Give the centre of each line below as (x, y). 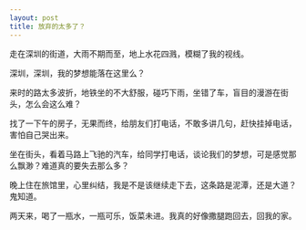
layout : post (34, 18)
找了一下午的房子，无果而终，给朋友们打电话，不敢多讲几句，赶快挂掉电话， (153, 123)
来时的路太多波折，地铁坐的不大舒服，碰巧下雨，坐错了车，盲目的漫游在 (145, 92)
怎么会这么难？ (53, 104)
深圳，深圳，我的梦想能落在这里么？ (77, 73)
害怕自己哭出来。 (41, 134)
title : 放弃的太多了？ (48, 26)
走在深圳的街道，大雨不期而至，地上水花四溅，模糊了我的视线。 (129, 53)
